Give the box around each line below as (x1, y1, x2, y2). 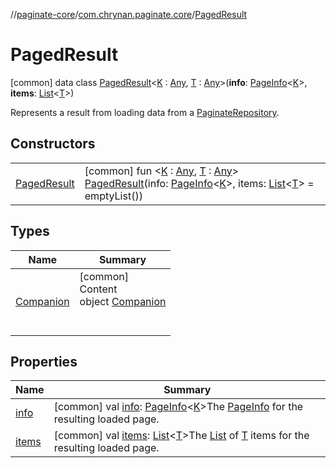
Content (79, 282, 118, 296)
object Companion (79, 294, 167, 308)
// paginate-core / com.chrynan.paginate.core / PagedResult (10, 9, 248, 20)
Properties (10, 353, 78, 370)
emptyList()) (84, 189, 143, 203)
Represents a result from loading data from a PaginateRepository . (10, 106, 280, 118)
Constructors (10, 135, 96, 153)
